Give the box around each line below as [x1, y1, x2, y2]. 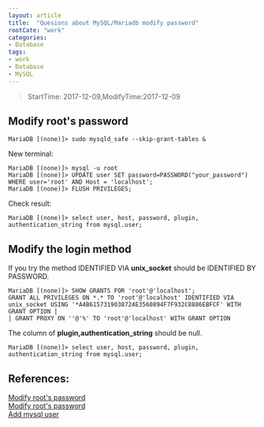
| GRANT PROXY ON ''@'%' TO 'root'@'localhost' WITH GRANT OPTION [8, 314, 231, 323]
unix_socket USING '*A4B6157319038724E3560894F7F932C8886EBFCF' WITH [8, 301, 242, 309]
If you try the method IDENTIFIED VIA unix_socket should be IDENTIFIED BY [8, 263, 256, 273]
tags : [8, 48, 26, 56]
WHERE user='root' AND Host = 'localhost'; [8, 178, 154, 186]
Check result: [8, 199, 52, 209]
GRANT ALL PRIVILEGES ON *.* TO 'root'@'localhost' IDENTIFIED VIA [8, 294, 235, 302]
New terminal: [8, 149, 54, 158]
